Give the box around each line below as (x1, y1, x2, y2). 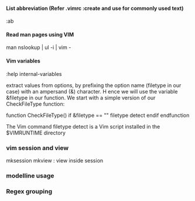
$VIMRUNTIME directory (6, 129, 66, 136)
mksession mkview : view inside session (6, 157, 104, 164)
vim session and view (6, 144, 69, 152)
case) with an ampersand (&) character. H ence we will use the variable (6, 88, 178, 95)
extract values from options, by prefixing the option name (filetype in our (6, 82, 182, 89)
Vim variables (6, 57, 41, 64)
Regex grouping (6, 187, 53, 195)
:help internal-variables (6, 70, 62, 77)
